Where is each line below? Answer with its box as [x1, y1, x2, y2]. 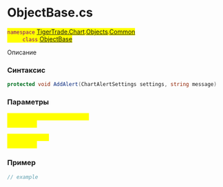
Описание [7, 48, 36, 56]
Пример [7, 158, 36, 168]
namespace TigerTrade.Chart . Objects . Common [7, 27, 136, 36]
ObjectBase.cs [7, 5, 93, 21]
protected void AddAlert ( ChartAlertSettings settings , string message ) [7, 81, 217, 88]
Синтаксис [7, 65, 46, 75]
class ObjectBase [22, 34, 73, 43]
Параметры [7, 98, 50, 107]
